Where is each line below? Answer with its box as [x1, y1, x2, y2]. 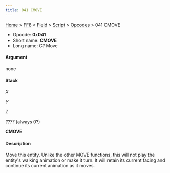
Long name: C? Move [12, 42, 58, 49]
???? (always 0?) [5, 119, 40, 125]
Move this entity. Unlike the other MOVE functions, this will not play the [5, 152, 155, 158]
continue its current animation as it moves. [5, 163, 95, 169]
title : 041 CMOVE [5, 7, 42, 13]
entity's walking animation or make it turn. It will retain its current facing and [5, 157, 165, 163]
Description [5, 140, 31, 146]
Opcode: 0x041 [12, 31, 46, 37]
